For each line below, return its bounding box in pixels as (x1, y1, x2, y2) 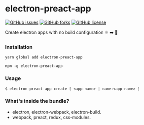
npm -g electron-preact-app (5, 63, 63, 68)
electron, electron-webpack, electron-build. (12, 109, 102, 115)
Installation (5, 43, 33, 50)
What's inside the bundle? (5, 98, 70, 105)
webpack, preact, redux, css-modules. (12, 114, 91, 120)
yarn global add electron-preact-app (5, 55, 83, 60)
